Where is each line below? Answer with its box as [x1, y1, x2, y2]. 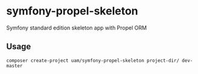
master [6, 63, 23, 69]
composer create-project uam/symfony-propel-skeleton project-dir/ [6, 57, 180, 64]
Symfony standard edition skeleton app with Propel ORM [6, 24, 147, 31]
